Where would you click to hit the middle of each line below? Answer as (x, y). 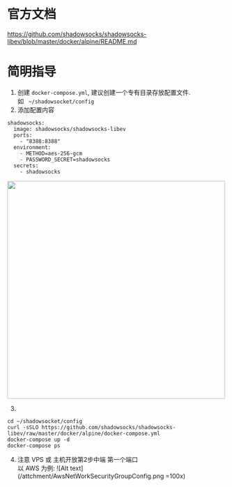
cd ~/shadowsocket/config (45, 421)
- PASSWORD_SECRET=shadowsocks (65, 160)
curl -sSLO (23, 427)
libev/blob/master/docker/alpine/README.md (72, 41)
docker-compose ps (34, 446)
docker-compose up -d (39, 440)
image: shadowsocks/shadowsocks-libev (70, 129)
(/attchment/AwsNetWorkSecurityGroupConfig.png (91, 476)
